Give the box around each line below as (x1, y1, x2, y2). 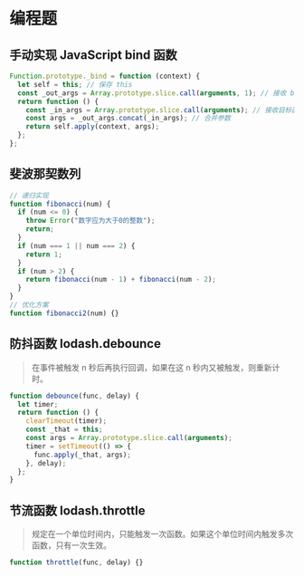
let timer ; (17, 399, 59, 408)
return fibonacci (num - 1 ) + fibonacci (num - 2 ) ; (25, 275, 217, 284)
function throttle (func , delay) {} (9, 558, 144, 567)
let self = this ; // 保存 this (17, 80, 133, 89)
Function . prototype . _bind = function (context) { (9, 72, 201, 81)
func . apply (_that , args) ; (33, 450, 131, 459)
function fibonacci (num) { (9, 199, 111, 208)
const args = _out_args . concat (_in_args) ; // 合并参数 (25, 114, 232, 123)
